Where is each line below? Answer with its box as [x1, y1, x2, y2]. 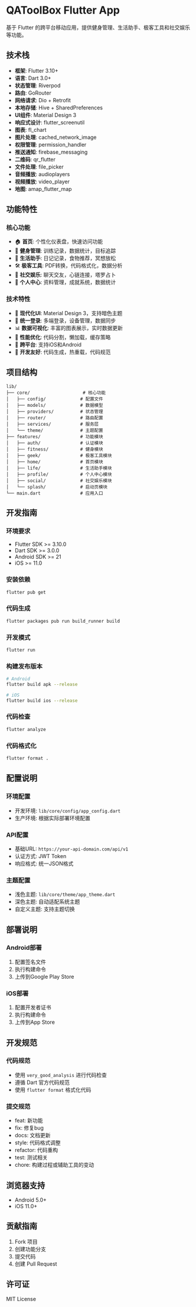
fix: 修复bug [14, 1124, 44, 1131]
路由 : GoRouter [14, 89, 51, 96]
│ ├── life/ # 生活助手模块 [6, 465, 112, 471]
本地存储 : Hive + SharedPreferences [14, 104, 103, 111]
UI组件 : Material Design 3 [14, 111, 77, 118]
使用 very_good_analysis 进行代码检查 [14, 1071, 107, 1078]
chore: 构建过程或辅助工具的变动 [14, 1162, 94, 1169]
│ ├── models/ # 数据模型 [6, 402, 103, 408]
